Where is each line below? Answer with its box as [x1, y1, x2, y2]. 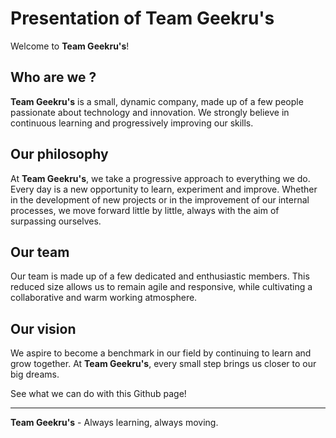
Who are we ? [10, 69, 97, 86]
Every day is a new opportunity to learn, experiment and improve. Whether [10, 183, 318, 195]
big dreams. [10, 368, 60, 381]
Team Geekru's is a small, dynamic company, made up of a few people [10, 95, 304, 107]
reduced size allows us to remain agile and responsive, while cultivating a [10, 281, 313, 293]
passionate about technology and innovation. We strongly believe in [10, 106, 290, 118]
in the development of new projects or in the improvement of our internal [10, 193, 310, 206]
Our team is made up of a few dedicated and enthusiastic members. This [10, 270, 310, 282]
